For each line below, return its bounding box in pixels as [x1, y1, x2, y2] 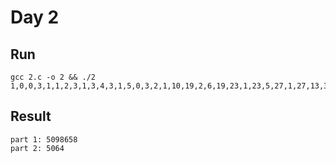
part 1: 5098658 [10, 134, 78, 145]
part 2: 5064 [10, 143, 65, 153]
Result [10, 108, 52, 125]
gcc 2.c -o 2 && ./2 [10, 72, 97, 82]
